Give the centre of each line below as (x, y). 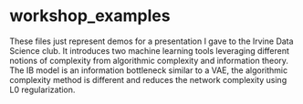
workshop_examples (90, 16)
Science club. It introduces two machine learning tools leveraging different (150, 50)
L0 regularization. (42, 89)
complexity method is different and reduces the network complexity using (148, 79)
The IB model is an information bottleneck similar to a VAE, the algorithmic (149, 70)
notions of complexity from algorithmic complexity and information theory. (149, 60)
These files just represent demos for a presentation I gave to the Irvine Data (151, 41)
